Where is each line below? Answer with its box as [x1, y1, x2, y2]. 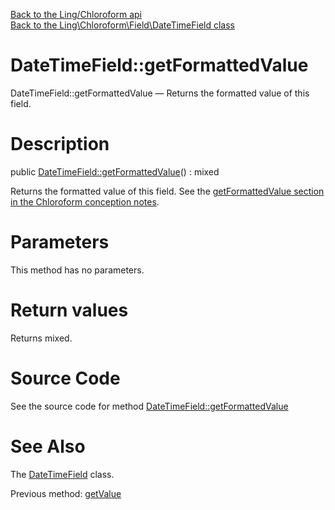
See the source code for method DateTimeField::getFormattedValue [10, 400, 289, 412]
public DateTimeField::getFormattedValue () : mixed [10, 165, 220, 178]
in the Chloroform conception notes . [10, 195, 160, 208]
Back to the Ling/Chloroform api [10, 9, 142, 20]
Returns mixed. [10, 332, 73, 344]
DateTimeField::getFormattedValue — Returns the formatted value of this [10, 87, 310, 99]
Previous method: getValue [10, 487, 122, 499]
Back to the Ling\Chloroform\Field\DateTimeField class [10, 19, 235, 31]
